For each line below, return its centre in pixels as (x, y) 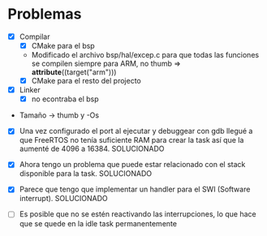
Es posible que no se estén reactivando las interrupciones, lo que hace (138, 214)
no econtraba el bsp (65, 99)
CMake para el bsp (63, 46)
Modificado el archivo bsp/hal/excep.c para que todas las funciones (145, 55)
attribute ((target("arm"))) (74, 72)
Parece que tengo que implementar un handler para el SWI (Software (135, 189)
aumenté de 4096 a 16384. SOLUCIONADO (92, 149)
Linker (30, 90)
